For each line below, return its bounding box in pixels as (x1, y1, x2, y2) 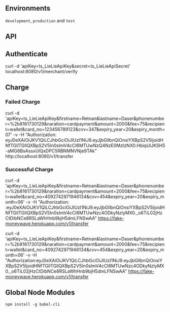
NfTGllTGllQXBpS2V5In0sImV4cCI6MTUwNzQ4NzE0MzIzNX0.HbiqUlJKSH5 (5, 142, 165, 148)
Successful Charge (5, 166, 54, 173)
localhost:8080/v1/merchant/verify (5, 69, 78, 75)
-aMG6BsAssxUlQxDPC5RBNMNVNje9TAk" (5, 147, 97, 154)
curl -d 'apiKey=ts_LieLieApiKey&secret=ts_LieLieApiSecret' (5, 63, 131, 69)
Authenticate (5, 49, 48, 58)
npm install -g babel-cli (5, 302, 60, 307)
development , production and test (5, 17, 75, 23)
